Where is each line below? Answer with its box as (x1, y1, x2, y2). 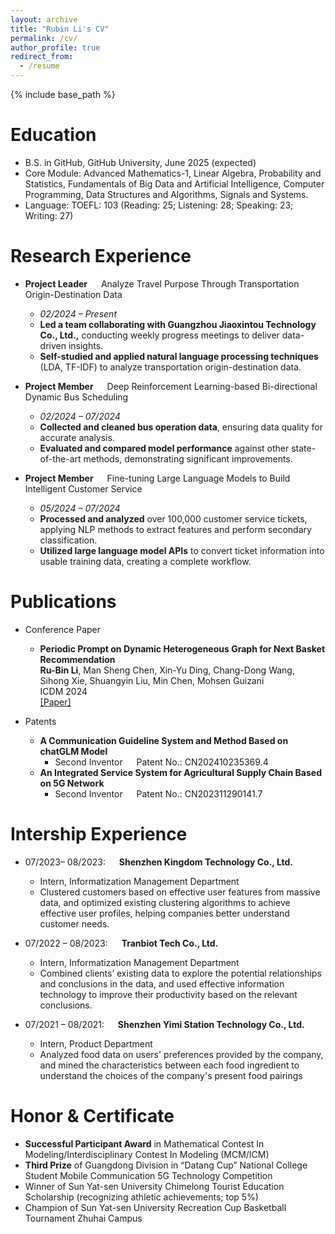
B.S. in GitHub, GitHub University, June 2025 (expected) (24, 156, 257, 168)
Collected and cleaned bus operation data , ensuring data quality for (39, 421, 324, 433)
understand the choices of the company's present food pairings (39, 1069, 303, 1081)
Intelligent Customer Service (24, 482, 143, 495)
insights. (68, 339, 104, 351)
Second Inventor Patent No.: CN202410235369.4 (54, 756, 269, 768)
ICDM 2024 (39, 685, 88, 697)
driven (39, 339, 67, 351)
